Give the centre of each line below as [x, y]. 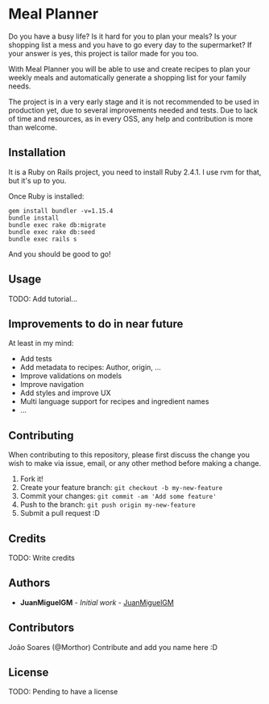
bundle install [34, 218]
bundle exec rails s [43, 239]
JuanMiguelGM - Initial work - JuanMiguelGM [97, 602]
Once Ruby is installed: [46, 196]
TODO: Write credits [41, 558]
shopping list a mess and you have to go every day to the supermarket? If [130, 44]
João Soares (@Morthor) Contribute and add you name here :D [113, 647]
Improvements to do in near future [96, 324]
